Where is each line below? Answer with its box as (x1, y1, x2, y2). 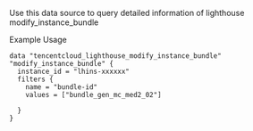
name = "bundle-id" (25, 83, 98, 92)
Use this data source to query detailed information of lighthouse (9, 8, 245, 18)
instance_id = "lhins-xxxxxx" (17, 67, 130, 76)
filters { (17, 75, 54, 84)
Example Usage (9, 35, 67, 45)
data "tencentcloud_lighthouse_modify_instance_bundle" (9, 52, 222, 61)
